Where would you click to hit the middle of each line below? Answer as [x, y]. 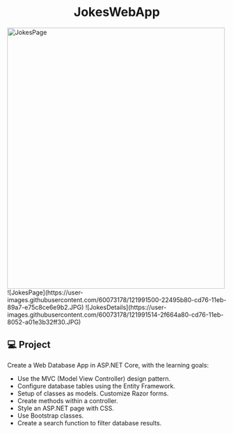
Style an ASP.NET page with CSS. [66, 408]
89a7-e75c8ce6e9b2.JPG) [46, 307]
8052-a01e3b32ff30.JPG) [44, 322]
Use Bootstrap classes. [50, 416]
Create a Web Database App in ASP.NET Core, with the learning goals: [108, 365]
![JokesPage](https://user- [45, 292]
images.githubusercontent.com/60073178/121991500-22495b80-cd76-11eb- [117, 299]
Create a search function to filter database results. [89, 423]
